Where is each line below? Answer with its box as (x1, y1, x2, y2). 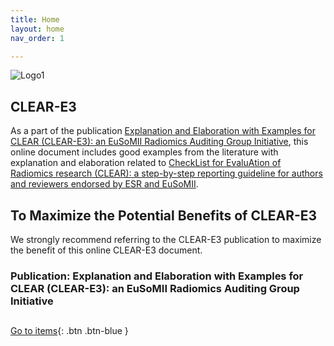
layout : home (10, 24, 65, 34)
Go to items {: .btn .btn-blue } (10, 325, 129, 337)
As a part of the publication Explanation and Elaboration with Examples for (10, 125, 316, 137)
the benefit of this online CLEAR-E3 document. (10, 244, 203, 256)
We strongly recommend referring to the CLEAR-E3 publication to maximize (10, 234, 322, 245)
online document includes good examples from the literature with (10, 146, 279, 158)
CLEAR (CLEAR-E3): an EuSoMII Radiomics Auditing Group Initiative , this (10, 136, 309, 148)
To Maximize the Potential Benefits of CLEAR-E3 (10, 207, 318, 224)
